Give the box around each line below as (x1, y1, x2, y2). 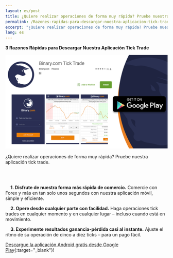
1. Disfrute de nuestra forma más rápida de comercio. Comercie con (10, 184, 158, 190)
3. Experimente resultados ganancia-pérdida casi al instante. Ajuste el (10, 226, 164, 232)
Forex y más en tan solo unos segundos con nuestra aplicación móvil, (5, 190, 153, 196)
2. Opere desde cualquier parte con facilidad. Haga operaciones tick (10, 205, 159, 211)
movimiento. (5, 216, 32, 222)
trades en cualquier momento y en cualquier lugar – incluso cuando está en (5, 211, 165, 217)
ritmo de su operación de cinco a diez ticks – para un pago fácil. (5, 231, 142, 237)
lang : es (5, 30, 24, 35)
